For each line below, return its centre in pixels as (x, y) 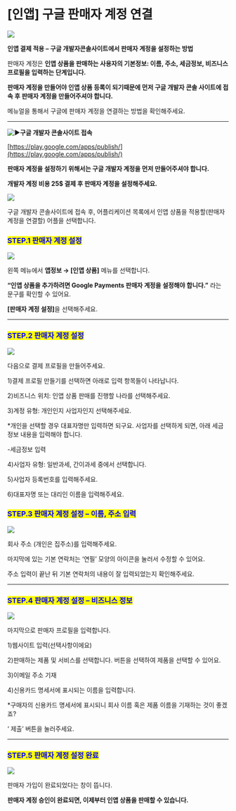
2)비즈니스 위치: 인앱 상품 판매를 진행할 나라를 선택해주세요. (89, 396)
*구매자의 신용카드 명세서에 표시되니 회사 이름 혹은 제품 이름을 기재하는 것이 (111, 705)
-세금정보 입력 (27, 449)
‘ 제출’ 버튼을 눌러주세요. (41, 729)
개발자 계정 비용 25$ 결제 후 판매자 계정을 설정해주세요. (83, 183)
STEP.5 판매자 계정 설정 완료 (53, 755)
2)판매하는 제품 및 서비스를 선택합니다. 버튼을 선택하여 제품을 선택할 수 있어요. (114, 660)
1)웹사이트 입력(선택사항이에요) (50, 646)
